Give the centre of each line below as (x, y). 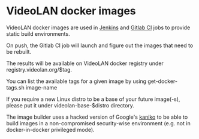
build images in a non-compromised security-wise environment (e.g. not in (98, 123)
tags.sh (16, 87)
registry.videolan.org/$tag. (39, 69)
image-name (42, 87)
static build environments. (38, 33)
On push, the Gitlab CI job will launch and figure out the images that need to (100, 45)
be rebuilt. (19, 51)
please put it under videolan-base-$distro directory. (70, 105)
